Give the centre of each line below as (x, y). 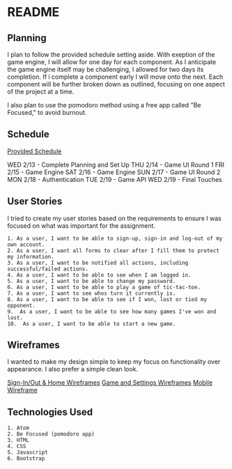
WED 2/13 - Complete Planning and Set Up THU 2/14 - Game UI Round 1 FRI (116, 164)
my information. (31, 256)
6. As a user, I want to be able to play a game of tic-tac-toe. (104, 287)
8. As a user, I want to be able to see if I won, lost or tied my (107, 299)
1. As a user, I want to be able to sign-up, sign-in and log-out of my (115, 238)
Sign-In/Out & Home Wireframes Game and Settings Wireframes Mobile (110, 383)
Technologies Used (50, 412)
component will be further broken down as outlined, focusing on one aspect (116, 84)
